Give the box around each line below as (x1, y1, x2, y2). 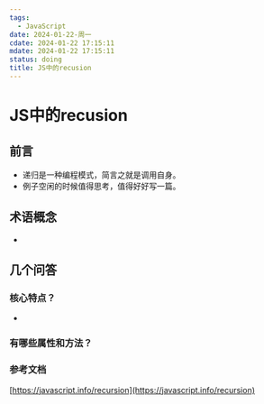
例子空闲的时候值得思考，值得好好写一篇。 (22, 180, 181, 191)
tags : (9, 13, 30, 23)
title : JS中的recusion (9, 64, 92, 73)
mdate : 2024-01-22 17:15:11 (9, 47, 115, 56)
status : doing (9, 55, 63, 64)
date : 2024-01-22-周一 (9, 30, 92, 39)
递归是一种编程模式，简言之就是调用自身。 (22, 169, 181, 180)
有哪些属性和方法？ (9, 337, 93, 350)
